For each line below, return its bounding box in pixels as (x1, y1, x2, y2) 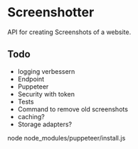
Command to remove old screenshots (17, 104, 128, 114)
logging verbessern (17, 67, 75, 75)
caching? (17, 112, 45, 121)
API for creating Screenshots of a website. (7, 28, 132, 36)
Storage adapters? (17, 120, 73, 128)
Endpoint (17, 74, 45, 83)
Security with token (17, 89, 75, 98)
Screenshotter (7, 4, 95, 21)
